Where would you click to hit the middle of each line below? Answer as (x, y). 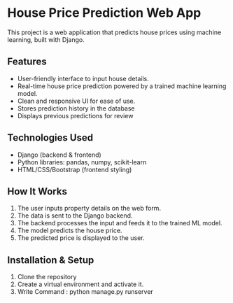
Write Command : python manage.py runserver (85, 292)
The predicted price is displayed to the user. (81, 238)
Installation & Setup (51, 260)
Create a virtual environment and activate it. (80, 284)
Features (27, 62)
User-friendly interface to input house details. (83, 78)
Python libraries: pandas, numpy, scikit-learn (82, 162)
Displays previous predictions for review (75, 115)
